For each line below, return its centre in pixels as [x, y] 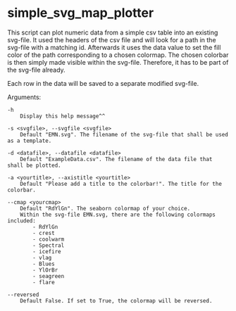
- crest [44, 233]
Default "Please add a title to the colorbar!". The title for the [121, 184]
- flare [44, 282]
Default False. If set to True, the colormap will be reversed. [116, 300]
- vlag [42, 258]
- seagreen [49, 276]
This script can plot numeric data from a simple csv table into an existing [113, 32]
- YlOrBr [45, 270]
